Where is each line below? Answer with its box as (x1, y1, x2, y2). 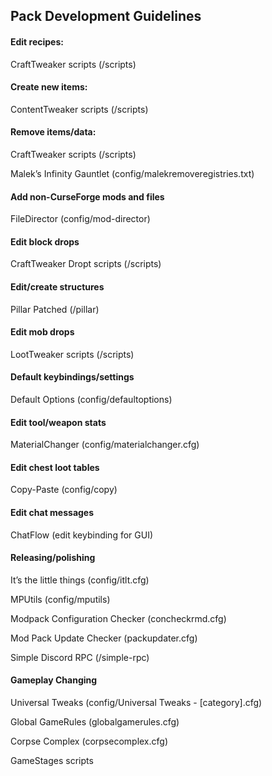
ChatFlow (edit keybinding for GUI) (10, 529, 154, 541)
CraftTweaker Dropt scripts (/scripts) (10, 258, 162, 270)
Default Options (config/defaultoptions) (10, 394, 173, 406)
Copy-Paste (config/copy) (10, 484, 118, 496)
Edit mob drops (10, 326, 75, 338)
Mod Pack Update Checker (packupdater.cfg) (10, 632, 198, 644)
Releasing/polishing (10, 552, 96, 564)
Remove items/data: (10, 126, 97, 138)
